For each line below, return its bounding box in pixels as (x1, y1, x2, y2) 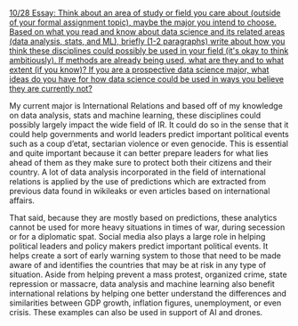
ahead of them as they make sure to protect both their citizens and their (9, 158, 272, 167)
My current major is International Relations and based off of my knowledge (9, 101, 283, 110)
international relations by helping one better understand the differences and (9, 289, 287, 298)
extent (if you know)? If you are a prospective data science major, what (9, 64, 270, 75)
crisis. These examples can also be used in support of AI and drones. (9, 307, 263, 317)
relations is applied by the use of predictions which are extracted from (9, 176, 267, 186)
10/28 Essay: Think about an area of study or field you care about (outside (9, 8, 281, 18)
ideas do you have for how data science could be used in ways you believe (9, 74, 285, 84)
